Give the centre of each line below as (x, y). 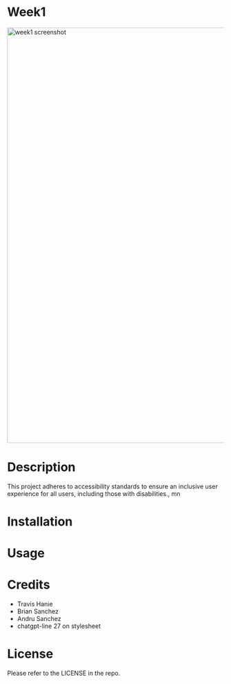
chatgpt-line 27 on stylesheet (59, 626)
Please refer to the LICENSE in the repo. (64, 673)
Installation (40, 522)
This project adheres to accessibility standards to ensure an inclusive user (113, 486)
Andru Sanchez (39, 619)
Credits (29, 585)
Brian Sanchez (38, 611)
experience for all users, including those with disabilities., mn (94, 493)
